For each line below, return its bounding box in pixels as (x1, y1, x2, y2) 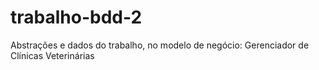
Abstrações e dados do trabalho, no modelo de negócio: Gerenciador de (10, 39, 310, 51)
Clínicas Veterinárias (10, 49, 95, 61)
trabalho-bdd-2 (10, 6, 143, 29)
